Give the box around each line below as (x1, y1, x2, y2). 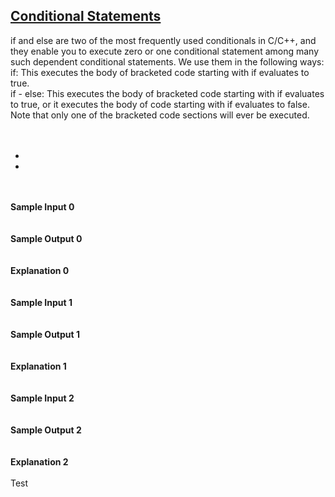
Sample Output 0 (10, 232, 83, 244)
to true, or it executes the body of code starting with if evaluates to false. (10, 98, 310, 110)
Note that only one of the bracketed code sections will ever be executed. (10, 109, 310, 121)
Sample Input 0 (10, 200, 75, 213)
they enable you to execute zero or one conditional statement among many (10, 45, 320, 57)
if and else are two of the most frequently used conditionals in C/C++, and (10, 34, 317, 46)
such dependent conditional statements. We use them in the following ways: (10, 55, 325, 68)
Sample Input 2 (10, 392, 75, 404)
